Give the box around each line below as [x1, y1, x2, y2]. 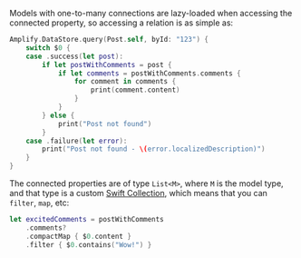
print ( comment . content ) [90, 85, 180, 94]
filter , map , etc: [9, 197, 70, 208]
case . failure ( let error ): [25, 136, 128, 145]
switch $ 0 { [25, 43, 71, 53]
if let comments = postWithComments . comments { [57, 68, 242, 78]
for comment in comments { [73, 77, 177, 86]
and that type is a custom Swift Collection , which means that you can [9, 188, 267, 198]
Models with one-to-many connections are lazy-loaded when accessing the [9, 8, 293, 18]
